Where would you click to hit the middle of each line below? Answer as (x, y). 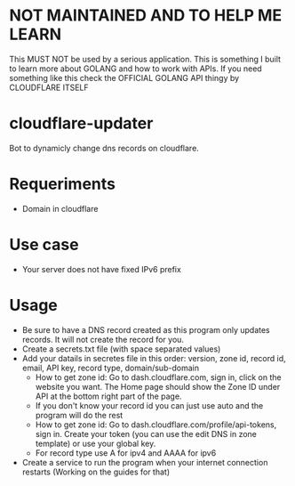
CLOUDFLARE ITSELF (49, 87)
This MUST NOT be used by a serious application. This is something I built (145, 59)
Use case (44, 245)
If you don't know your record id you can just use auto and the (149, 405)
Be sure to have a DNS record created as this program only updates (146, 329)
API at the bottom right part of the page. (108, 396)
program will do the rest (79, 415)
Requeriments (62, 184)
